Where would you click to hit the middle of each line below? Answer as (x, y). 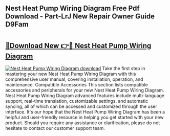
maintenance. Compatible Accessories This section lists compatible (77, 85)
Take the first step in (124, 68)
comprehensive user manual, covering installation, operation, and (74, 79)
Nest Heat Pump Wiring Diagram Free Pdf (72, 8)
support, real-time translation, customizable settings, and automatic (77, 101)
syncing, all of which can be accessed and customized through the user (81, 106)
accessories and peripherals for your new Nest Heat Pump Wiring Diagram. (85, 90)
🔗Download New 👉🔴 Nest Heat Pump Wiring (78, 46)
